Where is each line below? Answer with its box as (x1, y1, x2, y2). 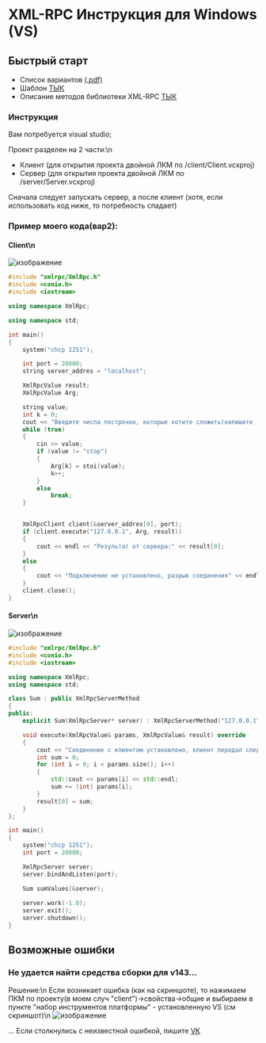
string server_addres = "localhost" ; (22, 367, 147, 376)
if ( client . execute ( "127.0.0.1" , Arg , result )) (22, 528, 182, 536)
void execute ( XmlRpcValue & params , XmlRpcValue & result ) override (22, 731, 246, 739)
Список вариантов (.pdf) (19, 75, 103, 84)
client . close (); (22, 586, 77, 595)
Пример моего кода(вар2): (8, 220, 119, 231)
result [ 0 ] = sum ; (36, 797, 93, 805)
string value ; (22, 403, 69, 411)
